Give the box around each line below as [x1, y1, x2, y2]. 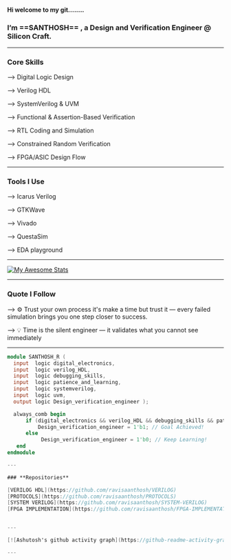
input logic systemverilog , [13, 386, 97, 392]
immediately [7, 333, 42, 341]
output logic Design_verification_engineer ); [13, 398, 149, 405]
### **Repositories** [7, 474, 69, 481]
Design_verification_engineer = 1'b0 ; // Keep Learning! [41, 437, 208, 443]
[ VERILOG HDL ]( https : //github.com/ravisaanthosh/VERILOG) [7, 486, 177, 493]
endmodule [7, 449, 36, 457]
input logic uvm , [13, 392, 67, 399]
